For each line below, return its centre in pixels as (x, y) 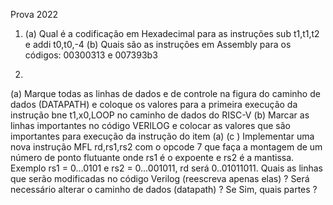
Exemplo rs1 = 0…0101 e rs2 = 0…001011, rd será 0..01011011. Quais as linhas (167, 168)
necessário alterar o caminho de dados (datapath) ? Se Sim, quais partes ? (164, 189)
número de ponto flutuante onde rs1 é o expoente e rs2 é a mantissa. (152, 157)
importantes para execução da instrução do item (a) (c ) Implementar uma (162, 136)
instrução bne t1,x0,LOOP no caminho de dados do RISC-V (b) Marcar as (160, 115)
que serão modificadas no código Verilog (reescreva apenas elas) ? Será (160, 178)
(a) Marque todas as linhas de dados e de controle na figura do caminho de (165, 93)
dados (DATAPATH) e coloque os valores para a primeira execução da (154, 104)
